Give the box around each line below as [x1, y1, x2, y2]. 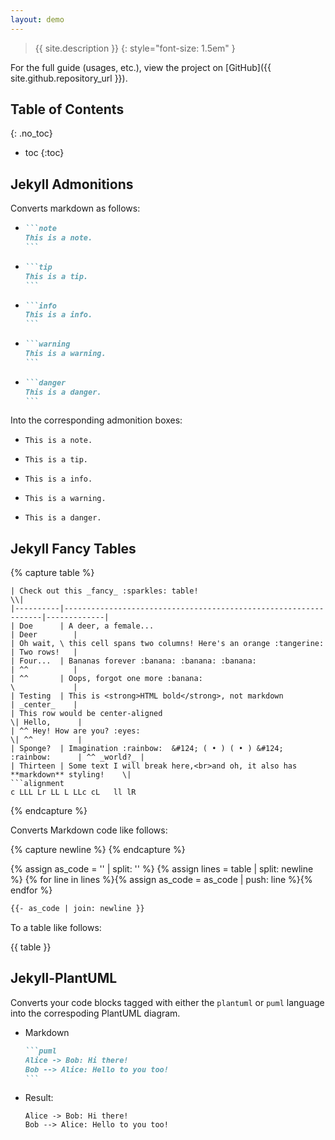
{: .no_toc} [10, 127, 53, 140]
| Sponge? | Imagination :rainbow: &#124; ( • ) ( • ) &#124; [10, 744, 284, 754]
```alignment [10, 779, 65, 789]
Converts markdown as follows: [10, 202, 141, 215]
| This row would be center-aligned [10, 709, 163, 719]
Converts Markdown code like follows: [10, 824, 168, 836]
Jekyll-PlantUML [10, 970, 118, 987]
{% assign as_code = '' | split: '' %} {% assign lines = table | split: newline [10, 863, 314, 875]
